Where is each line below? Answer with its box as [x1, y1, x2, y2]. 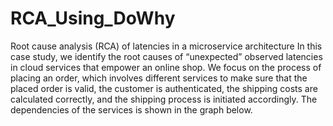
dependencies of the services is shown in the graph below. [10, 103, 253, 116]
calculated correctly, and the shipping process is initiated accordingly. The [10, 93, 318, 105]
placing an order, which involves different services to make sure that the [10, 72, 308, 84]
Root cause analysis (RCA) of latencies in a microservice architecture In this [10, 40, 323, 52]
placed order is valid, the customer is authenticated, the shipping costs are [10, 82, 318, 94]
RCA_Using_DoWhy [10, 7, 176, 30]
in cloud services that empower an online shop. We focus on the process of [10, 61, 322, 73]
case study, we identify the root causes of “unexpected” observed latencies [10, 50, 323, 62]
